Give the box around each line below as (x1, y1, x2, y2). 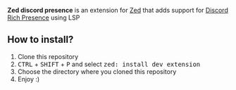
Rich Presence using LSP (7, 13, 80, 22)
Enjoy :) (17, 75, 40, 83)
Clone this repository (17, 52, 79, 60)
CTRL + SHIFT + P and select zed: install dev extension (17, 60, 201, 68)
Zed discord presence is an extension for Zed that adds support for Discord (7, 6, 229, 14)
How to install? (7, 34, 74, 46)
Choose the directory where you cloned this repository (17, 67, 177, 76)
